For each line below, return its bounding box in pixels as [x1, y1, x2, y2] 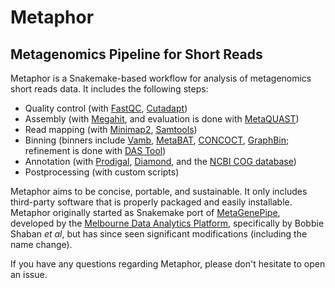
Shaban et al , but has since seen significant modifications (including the [10, 228, 308, 240]
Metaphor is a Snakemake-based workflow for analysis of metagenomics [10, 72, 312, 84]
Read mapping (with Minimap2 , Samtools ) [24, 124, 198, 135]
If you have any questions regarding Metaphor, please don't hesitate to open [10, 258, 326, 270]
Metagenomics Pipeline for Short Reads [10, 46, 263, 63]
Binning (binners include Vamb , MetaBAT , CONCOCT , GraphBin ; [24, 134, 290, 146]
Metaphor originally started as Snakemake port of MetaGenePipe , [10, 207, 281, 218]
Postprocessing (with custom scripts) [24, 166, 180, 178]
